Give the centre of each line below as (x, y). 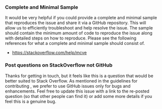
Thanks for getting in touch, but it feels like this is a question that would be (79, 76)
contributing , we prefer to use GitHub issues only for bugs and (68, 86)
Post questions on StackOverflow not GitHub (59, 65)
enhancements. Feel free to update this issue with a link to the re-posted (77, 91)
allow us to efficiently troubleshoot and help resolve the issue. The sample (79, 28)
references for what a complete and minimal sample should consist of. (75, 43)
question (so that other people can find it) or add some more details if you (79, 96)
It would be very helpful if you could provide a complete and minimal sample (81, 18)
